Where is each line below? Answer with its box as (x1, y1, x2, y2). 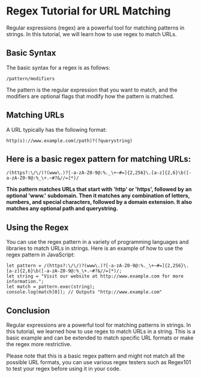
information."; (6, 279, 44, 285)
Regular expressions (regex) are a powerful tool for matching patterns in (6, 24, 185, 31)
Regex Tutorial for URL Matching (6, 4, 171, 18)
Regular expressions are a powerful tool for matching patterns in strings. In (6, 321, 191, 329)
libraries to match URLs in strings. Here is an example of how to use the (6, 245, 183, 252)
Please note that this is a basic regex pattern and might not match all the (6, 352, 185, 359)
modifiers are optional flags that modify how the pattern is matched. (6, 92, 175, 100)
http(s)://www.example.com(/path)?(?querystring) (6, 137, 133, 144)
